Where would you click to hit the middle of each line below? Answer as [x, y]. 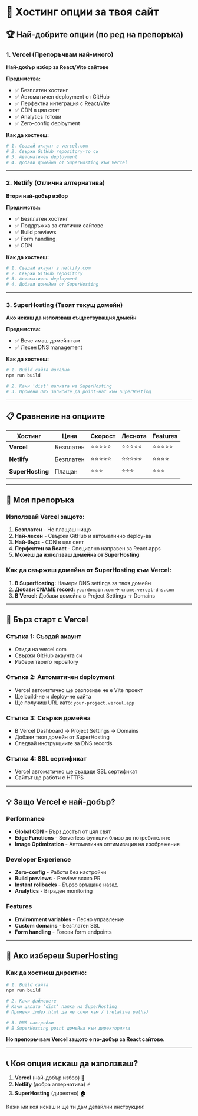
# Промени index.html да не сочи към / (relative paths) [77, 1012]
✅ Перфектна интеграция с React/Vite [62, 103]
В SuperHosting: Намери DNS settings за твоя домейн [83, 583]
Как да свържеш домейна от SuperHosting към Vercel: [89, 570]
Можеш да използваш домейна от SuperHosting [77, 555]
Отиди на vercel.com [40, 650]
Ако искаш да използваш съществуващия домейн [71, 318]
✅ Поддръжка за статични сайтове [59, 225]
